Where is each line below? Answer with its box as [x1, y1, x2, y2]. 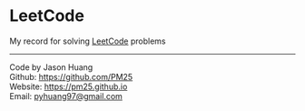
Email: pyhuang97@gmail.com [9, 90, 123, 101]
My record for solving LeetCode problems [9, 35, 166, 46]
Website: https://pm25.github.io [9, 81, 128, 92]
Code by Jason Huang [9, 61, 93, 73]
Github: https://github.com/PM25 [9, 71, 133, 82]
